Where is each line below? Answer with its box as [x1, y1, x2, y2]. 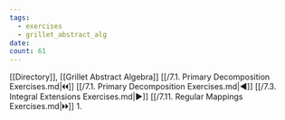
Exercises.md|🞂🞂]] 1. [9, 101, 82, 112]
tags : [9, 13, 30, 23]
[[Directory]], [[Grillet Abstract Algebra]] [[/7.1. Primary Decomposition [9, 71, 271, 82]
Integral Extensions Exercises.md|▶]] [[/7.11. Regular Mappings [9, 91, 243, 102]
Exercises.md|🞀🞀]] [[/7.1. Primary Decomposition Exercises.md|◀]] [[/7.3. [9, 81, 277, 92]
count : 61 [9, 47, 47, 56]
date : [9, 38, 30, 48]
